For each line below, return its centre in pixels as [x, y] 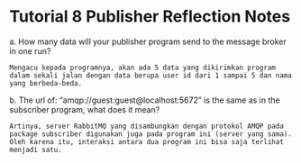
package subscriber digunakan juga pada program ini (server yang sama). [151, 134]
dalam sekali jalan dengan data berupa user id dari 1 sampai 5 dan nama [151, 75]
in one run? [30, 50]
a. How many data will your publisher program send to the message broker [148, 41]
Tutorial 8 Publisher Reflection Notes [150, 17]
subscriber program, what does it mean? [85, 109]
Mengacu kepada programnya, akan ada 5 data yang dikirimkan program [143, 68]
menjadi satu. [36, 149]
